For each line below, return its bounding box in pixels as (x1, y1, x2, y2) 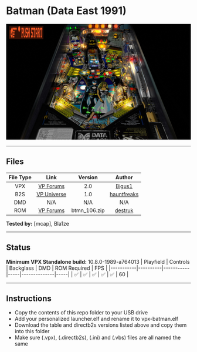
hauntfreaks (109, 190, 139, 197)
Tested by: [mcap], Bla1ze (6, 220, 69, 227)
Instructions (6, 293, 52, 303)
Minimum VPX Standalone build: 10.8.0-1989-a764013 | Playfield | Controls (6, 258, 190, 265)
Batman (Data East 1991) (6, 4, 127, 18)
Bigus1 (116, 182, 133, 189)
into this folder (14, 328, 50, 335)
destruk (114, 207, 134, 214)
